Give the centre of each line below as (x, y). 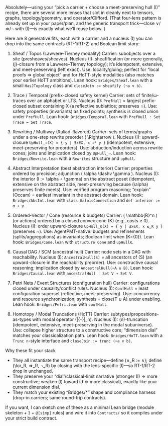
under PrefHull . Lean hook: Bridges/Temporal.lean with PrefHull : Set (86, 117)
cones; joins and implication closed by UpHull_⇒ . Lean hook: (74, 153)
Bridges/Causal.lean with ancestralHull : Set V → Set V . (73, 273)
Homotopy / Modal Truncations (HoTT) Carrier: (61, 314)
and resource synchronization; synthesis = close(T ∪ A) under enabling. (87, 299)
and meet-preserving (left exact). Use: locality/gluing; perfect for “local (86, 69)
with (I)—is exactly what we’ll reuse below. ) (60, 29)
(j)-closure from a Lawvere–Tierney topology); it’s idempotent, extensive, (88, 64)
